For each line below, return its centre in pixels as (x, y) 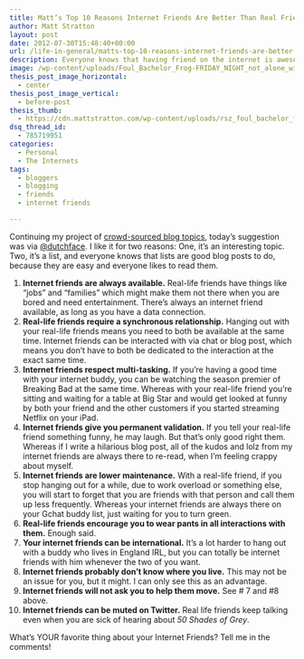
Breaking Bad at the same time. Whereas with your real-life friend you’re (157, 388)
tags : (19, 169)
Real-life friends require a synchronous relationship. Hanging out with (156, 321)
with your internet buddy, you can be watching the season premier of (152, 379)
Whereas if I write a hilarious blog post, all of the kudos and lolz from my (157, 446)
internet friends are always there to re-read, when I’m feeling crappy (150, 456)
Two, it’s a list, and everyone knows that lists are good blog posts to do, (142, 255)
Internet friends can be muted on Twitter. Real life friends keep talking (155, 610)
